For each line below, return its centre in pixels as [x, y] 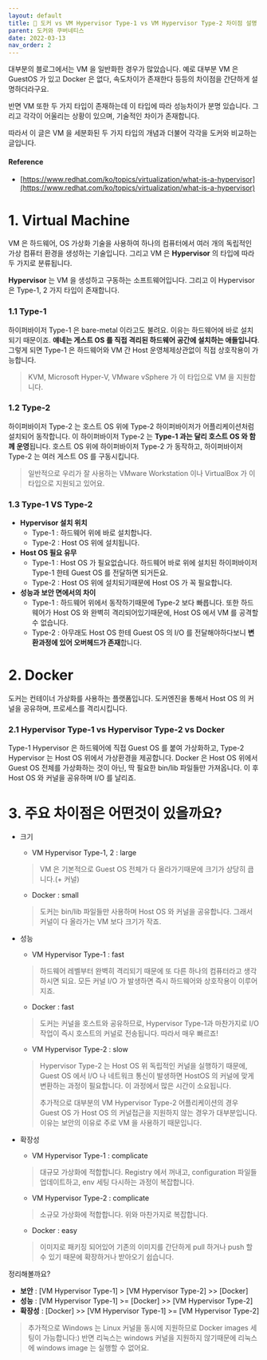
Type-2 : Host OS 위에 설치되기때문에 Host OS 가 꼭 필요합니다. [132, 583]
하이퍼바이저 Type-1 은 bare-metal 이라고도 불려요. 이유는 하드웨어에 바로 [124, 330]
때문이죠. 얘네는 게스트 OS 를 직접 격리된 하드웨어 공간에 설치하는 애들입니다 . [141, 339]
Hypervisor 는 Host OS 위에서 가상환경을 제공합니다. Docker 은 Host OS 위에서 [133, 758]
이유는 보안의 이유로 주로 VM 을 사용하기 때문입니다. [120, 1123]
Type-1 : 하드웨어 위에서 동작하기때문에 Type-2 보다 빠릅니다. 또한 [135, 603]
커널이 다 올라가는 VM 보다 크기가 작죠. [100, 922]
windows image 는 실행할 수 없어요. [93, 1348]
